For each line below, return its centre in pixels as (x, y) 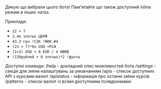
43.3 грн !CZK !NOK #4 (35, 42)
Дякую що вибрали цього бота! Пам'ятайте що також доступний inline (78, 7)
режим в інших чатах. (27, 12)
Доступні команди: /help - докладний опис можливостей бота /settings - (81, 66)
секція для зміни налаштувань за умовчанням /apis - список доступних (80, 71)
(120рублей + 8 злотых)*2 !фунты (46, 57)
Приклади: (16, 22)
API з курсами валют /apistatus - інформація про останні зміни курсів (77, 76)
